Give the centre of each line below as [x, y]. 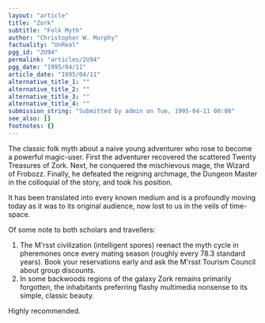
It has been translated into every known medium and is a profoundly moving [132, 197]
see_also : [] [30, 119]
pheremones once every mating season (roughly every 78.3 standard [132, 253]
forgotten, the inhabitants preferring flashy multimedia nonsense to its [133, 287]
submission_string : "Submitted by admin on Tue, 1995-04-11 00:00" [122, 112]
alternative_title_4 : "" [49, 104]
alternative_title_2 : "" [49, 89]
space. [19, 214]
